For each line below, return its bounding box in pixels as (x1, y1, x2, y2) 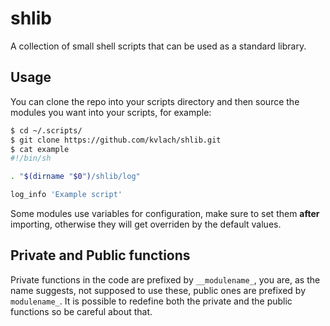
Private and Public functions (10, 247, 191, 264)
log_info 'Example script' (10, 190, 123, 200)
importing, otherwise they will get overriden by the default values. (10, 218, 282, 230)
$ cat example (10, 144, 70, 154)
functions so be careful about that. (10, 305, 153, 317)
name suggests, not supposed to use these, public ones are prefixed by (10, 284, 307, 296)
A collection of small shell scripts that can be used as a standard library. (10, 40, 307, 52)
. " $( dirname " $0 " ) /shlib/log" (10, 172, 141, 182)
